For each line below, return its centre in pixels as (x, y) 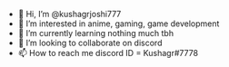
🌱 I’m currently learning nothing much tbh (96, 33)
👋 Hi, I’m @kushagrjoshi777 (70, 14)
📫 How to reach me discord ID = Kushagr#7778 (108, 53)
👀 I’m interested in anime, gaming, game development (119, 24)
